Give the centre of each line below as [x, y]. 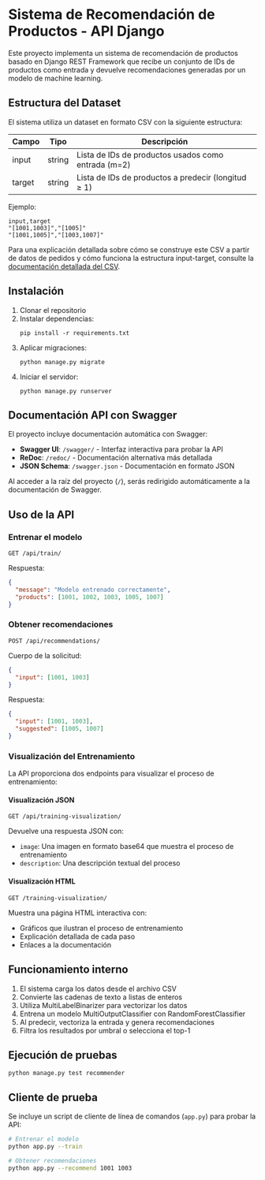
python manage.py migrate [62, 362]
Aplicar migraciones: [53, 348]
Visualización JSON [41, 800]
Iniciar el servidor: [49, 377]
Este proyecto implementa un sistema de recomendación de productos [123, 53]
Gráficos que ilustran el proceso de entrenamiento [101, 928]
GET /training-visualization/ [58, 898]
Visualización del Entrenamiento [72, 756]
